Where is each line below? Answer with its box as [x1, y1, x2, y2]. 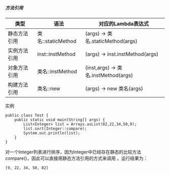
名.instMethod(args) [85, 71, 133, 78]
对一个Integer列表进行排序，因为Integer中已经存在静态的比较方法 [5, 149, 142, 155]
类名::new [37, 85, 61, 92]
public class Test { [5, 113, 49, 118]
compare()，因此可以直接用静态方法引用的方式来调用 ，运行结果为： [5, 155, 148, 161]
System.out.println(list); [23, 130, 80, 136]
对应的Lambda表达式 [98, 20, 149, 27]
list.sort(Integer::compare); [23, 126, 87, 131]
